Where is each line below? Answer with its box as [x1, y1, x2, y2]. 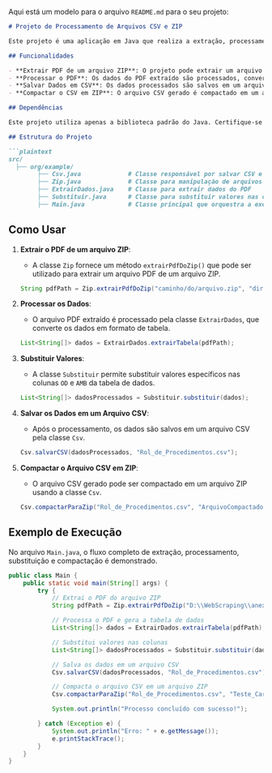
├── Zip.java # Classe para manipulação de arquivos [37, 178, 263, 186]
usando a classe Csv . [32, 487, 102, 497]
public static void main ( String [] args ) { [23, 579, 168, 587]
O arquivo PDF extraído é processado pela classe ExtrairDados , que [32, 315, 260, 324]
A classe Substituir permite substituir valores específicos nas [32, 369, 240, 380]
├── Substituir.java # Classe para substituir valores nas [37, 193, 259, 201]
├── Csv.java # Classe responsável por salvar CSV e [37, 170, 263, 178]
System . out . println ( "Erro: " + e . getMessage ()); [51, 727, 219, 735]
